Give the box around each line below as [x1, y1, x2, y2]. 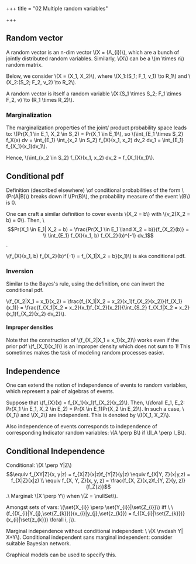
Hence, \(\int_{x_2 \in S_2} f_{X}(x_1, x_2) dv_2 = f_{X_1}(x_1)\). [6, 154, 155, 161]
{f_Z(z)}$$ [85, 483, 111, 490]
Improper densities [6, 324, 54, 331]
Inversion [6, 267, 34, 275]
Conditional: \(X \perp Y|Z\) [6, 462, 72, 469]
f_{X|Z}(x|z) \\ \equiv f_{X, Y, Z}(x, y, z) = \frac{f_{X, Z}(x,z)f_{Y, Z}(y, [11, 477, 177, 484]
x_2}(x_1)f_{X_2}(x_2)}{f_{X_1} [112, 298, 183, 305]
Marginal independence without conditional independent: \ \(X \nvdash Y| [6, 528, 183, 535]
